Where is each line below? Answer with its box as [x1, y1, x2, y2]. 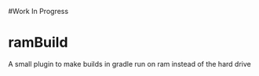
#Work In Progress [8, 7, 69, 16]
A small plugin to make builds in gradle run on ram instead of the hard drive [8, 59, 251, 68]
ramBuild [8, 34, 68, 51]
